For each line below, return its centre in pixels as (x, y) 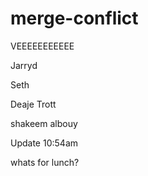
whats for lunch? (45, 162)
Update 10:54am (44, 143)
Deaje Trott (33, 104)
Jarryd (24, 65)
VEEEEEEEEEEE (42, 46)
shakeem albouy (44, 123)
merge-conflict (74, 18)
